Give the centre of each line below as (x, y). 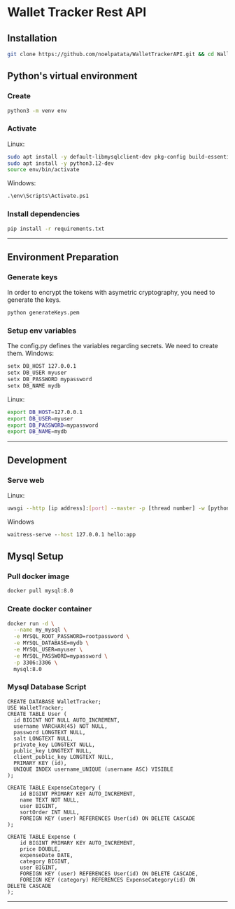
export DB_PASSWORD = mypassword (53, 425)
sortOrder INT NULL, (50, 812)
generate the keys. (34, 300)
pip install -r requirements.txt (56, 229)
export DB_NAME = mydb (37, 432)
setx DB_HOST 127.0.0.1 (42, 366)
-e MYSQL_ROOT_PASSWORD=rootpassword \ (72, 637)
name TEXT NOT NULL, (50, 800)
